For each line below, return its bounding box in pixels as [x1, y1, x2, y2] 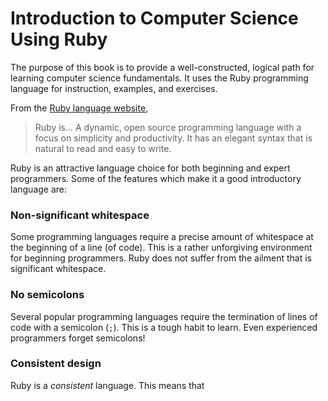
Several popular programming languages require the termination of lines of [10, 310, 318, 322]
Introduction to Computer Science [10, 7, 299, 30]
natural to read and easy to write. [34, 142, 172, 154]
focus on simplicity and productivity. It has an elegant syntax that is [34, 132, 313, 144]
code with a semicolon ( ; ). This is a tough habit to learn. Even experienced [10, 321, 318, 333]
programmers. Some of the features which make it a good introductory [10, 172, 302, 184]
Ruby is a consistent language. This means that [10, 379, 205, 391]
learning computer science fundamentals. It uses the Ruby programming [10, 72, 309, 84]
